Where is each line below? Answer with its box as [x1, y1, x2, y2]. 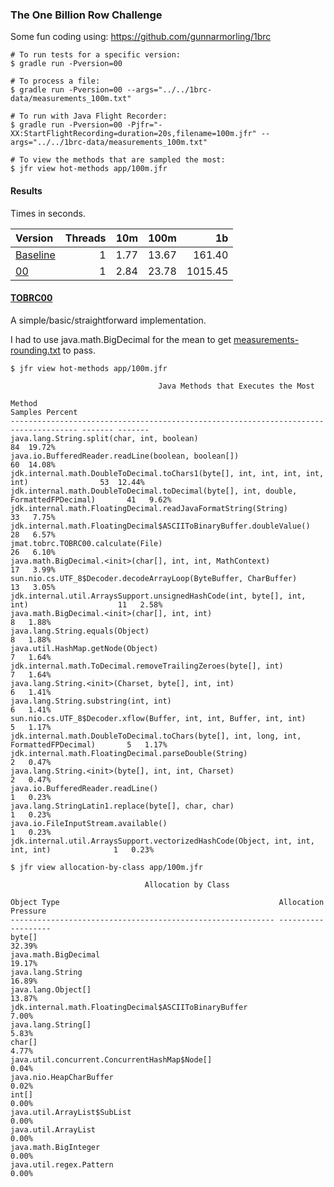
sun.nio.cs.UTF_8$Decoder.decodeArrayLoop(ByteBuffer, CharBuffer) [10, 573, 298, 583]
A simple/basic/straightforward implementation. [10, 314, 207, 326]
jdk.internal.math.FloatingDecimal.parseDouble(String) [10, 748, 248, 758]
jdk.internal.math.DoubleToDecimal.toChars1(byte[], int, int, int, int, [10, 468, 325, 478]
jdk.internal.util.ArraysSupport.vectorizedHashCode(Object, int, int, [10, 836, 315, 846]
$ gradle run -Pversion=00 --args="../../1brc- [10, 85, 213, 95]
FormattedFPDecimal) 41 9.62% [10, 494, 172, 505]
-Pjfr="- [126, 120, 163, 130]
